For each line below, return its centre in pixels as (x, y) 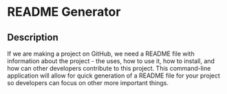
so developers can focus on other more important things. (88, 83)
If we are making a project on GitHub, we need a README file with (101, 54)
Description (33, 37)
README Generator (64, 12)
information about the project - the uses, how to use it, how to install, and (111, 61)
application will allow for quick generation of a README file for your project (113, 75)
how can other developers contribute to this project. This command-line (109, 68)
